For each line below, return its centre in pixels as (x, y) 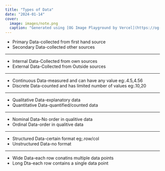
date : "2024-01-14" (25, 14)
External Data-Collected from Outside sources (59, 66)
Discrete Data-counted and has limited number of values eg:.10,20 (79, 86)
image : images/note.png (34, 23)
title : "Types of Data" (29, 10)
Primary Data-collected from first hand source (59, 42)
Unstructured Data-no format (42, 144)
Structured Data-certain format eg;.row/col (55, 139)
